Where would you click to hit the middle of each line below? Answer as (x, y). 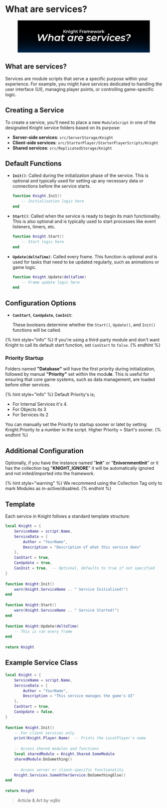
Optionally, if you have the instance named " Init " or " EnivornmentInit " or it (82, 463)
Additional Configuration (44, 451)
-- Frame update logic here (51, 282)
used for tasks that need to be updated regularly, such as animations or (86, 262)
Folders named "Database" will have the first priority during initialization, (80, 369)
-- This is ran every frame (43, 631)
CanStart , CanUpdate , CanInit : (42, 315)
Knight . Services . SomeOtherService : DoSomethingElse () (70, 775)
